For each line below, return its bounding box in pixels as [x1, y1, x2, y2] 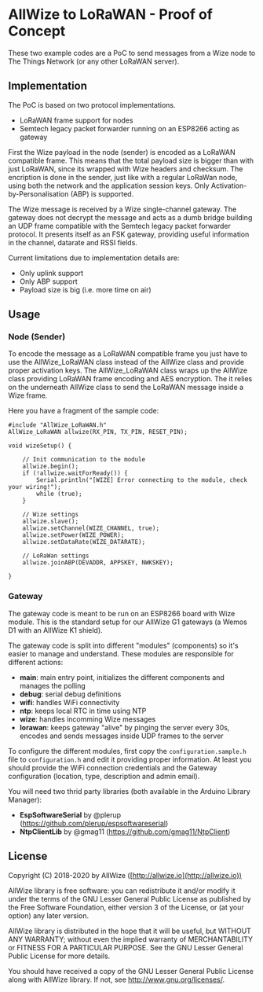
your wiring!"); [8, 483, 61, 491]
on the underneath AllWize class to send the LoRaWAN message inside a [8, 383, 244, 392]
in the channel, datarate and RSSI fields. [8, 237, 137, 247]
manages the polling [19, 681, 86, 690]
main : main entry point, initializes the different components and [19, 672, 225, 682]
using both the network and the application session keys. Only [8, 181, 210, 190]
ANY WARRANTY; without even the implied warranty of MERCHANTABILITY [8, 934, 254, 944]
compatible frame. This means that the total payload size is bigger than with [8, 156, 254, 165]
